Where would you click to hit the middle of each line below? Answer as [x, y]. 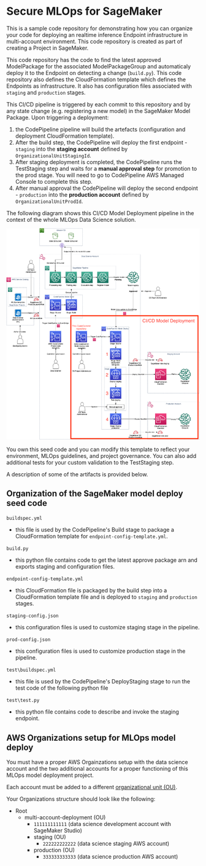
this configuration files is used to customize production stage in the [100, 651]
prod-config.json [29, 640]
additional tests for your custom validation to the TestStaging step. [90, 462]
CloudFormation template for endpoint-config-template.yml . [92, 537]
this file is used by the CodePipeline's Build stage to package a [95, 530]
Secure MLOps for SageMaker [84, 11]
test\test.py [23, 701]
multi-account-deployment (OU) [65, 817]
